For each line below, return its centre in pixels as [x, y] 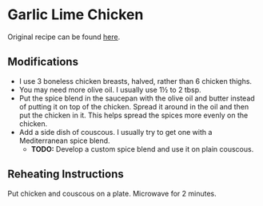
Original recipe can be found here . [64, 37]
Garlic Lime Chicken [76, 15]
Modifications [43, 62]
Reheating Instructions [66, 174]
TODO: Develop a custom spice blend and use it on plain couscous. [142, 149]
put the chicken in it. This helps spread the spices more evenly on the [133, 115]
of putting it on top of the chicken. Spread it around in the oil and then [134, 106]
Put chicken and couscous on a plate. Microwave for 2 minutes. [112, 193]
